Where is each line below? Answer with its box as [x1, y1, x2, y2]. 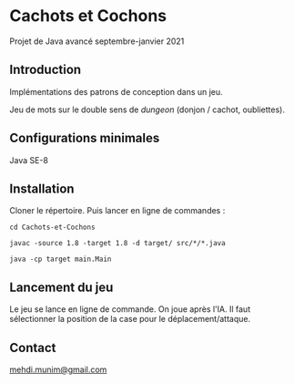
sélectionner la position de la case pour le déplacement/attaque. [9, 314, 251, 325]
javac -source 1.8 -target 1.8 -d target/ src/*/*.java [9, 239, 226, 248]
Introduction [9, 62, 82, 78]
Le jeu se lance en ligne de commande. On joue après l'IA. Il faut [9, 304, 251, 315]
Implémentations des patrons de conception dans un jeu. [9, 86, 223, 97]
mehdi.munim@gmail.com [9, 364, 107, 375]
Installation [9, 181, 75, 196]
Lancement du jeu [9, 279, 114, 295]
